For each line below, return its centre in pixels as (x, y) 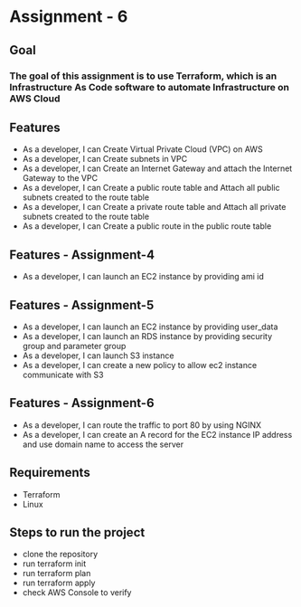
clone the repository (60, 555)
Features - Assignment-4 (82, 255)
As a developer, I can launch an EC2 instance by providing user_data (150, 327)
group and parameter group (74, 346)
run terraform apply (59, 583)
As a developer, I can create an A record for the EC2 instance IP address (157, 434)
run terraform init (54, 564)
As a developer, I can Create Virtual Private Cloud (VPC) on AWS (143, 149)
